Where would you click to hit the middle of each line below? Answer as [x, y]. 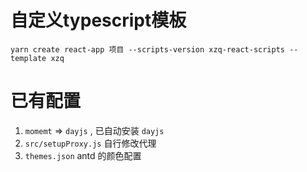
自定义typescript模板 [98, 20]
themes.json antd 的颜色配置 [83, 155]
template [28, 58]
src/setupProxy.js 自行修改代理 [90, 143]
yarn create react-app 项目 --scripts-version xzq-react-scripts [147, 49]
